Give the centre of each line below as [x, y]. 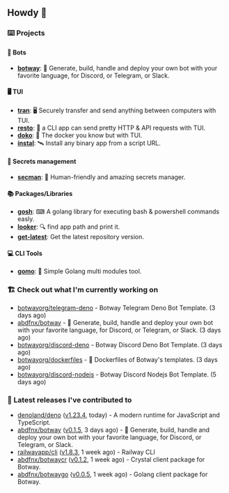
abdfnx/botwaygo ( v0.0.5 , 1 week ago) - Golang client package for [112, 474]
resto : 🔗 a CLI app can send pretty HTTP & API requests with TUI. [111, 128]
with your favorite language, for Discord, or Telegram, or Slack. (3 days [119, 330]
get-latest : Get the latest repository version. [81, 237]
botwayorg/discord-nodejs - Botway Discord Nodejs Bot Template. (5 [117, 374]
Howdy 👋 [27, 13]
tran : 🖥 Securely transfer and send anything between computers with [117, 110]
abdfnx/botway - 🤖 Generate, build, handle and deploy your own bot [115, 322]
